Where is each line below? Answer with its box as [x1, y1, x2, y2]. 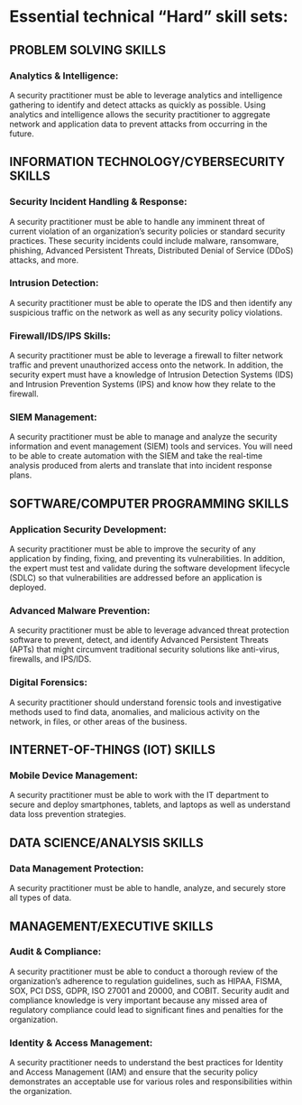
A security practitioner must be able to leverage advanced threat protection [9, 625, 290, 636]
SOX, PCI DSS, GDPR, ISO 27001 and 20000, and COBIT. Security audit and [9, 985, 290, 996]
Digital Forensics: [9, 676, 88, 689]
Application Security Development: [9, 523, 167, 535]
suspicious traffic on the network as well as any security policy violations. [9, 307, 283, 318]
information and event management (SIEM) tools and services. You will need [9, 441, 293, 452]
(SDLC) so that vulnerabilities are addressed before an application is [9, 572, 263, 583]
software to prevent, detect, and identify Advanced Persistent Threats [9, 635, 269, 645]
